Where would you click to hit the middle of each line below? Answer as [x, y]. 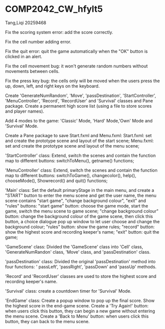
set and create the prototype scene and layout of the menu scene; [72, 146]
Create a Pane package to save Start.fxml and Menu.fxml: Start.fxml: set [78, 135]
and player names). [25, 111]
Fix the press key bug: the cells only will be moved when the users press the [82, 81]
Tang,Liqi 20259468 [26, 23]
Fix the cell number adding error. [38, 42]
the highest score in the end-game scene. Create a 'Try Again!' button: [77, 305]
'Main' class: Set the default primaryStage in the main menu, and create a [80, 190]
